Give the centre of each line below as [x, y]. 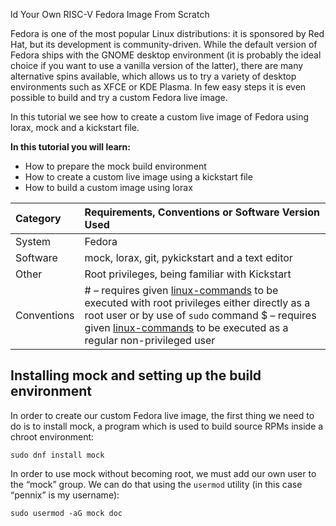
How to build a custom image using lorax [108, 187]
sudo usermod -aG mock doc [66, 513]
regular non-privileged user [150, 340]
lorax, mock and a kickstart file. [75, 127]
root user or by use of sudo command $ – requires [200, 315]
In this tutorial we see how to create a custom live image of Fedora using [160, 117]
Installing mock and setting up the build [136, 375]
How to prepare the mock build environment [115, 166]
